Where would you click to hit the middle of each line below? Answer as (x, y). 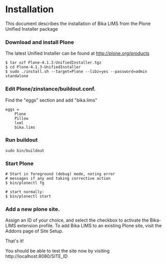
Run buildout (21, 140)
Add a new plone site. (33, 209)
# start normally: (25, 192)
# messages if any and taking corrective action (58, 179)
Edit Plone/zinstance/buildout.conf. (51, 89)
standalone (17, 76)
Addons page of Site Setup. (34, 231)
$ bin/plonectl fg (25, 183)
